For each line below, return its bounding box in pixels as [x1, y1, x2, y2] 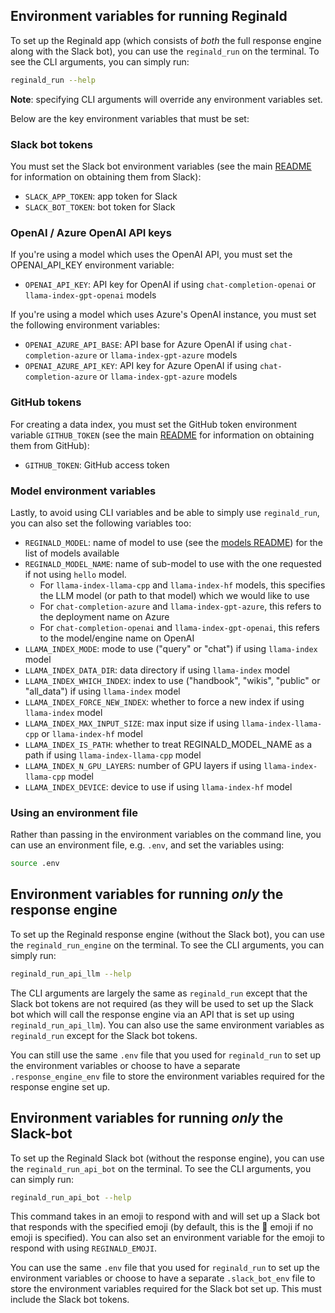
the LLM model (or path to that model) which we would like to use [39, 589, 310, 601]
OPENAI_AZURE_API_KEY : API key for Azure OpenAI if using [24, 360, 258, 372]
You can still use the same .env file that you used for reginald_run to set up [10, 1049, 322, 1061]
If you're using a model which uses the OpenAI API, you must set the [10, 249, 293, 261]
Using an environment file [10, 805, 138, 819]
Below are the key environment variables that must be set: [10, 112, 250, 124]
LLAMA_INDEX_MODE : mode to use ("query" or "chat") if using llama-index [24, 642, 318, 654]
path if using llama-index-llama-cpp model [24, 749, 202, 761]
